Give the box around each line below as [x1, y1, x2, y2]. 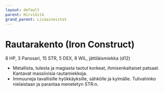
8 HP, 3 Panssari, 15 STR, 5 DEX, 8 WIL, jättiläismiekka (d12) [5, 55, 130, 61]
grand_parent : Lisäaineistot [5, 17, 67, 22]
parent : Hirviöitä [5, 12, 44, 17]
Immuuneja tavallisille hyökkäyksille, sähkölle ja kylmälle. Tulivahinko [12, 76, 156, 82]
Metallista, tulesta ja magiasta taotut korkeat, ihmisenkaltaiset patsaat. [12, 65, 160, 71]
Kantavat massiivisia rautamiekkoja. [12, 70, 87, 76]
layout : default [5, 7, 40, 13]
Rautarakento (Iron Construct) [5, 38, 135, 50]
